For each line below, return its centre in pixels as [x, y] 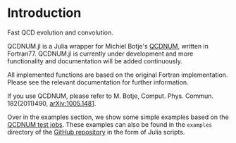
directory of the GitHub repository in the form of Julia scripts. [96, 132]
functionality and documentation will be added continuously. [95, 61]
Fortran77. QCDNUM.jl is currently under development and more [100, 54]
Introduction [44, 13]
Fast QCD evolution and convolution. [61, 32]
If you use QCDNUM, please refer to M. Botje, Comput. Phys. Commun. [110, 96]
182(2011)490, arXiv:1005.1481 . [52, 103]
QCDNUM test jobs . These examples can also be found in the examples [110, 124]
